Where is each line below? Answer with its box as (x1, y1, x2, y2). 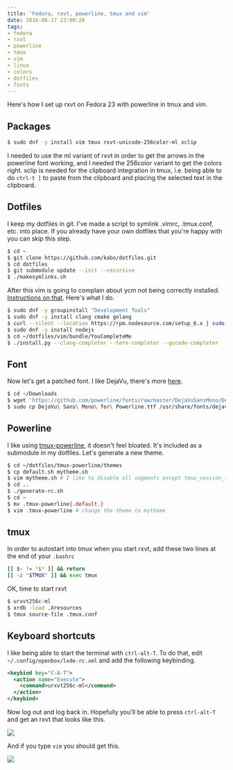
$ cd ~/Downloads (7, 391, 58, 398)
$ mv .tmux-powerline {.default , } (7, 500, 104, 507)
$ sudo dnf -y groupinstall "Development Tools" (7, 307, 150, 314)
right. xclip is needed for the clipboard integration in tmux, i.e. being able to (7, 166, 222, 174)
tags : (7, 23, 23, 30)
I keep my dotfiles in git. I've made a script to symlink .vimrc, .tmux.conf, (7, 220, 214, 228)
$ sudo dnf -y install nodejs (7, 326, 95, 334)
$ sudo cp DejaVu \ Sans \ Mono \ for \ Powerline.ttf (7, 403, 157, 410)
